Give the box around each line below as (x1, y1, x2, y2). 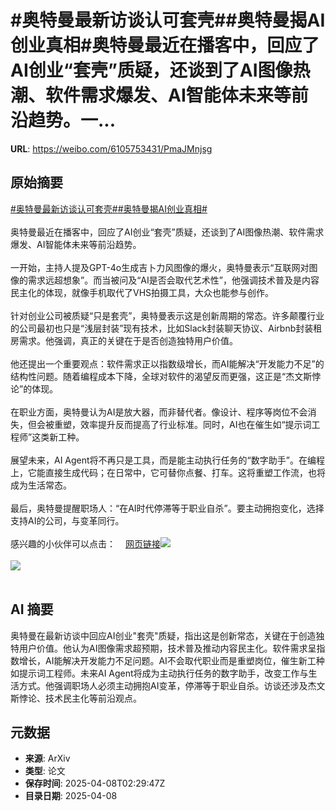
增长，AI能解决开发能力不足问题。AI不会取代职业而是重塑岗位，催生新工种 (18, 654, 325, 666)
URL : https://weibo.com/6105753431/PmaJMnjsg (10, 142, 213, 155)
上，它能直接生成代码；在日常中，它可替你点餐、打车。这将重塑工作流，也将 (10, 466, 326, 478)
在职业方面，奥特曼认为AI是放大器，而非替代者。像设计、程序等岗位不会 (10, 406, 308, 418)
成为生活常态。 (10, 479, 72, 491)
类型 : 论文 (24, 765, 66, 777)
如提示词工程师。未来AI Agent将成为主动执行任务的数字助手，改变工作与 (10, 667, 309, 679)
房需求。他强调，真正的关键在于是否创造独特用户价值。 (10, 334, 238, 346)
